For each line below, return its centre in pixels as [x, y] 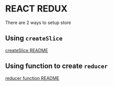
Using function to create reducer [56, 66]
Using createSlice [34, 38]
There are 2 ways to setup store [38, 22]
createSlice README [27, 50]
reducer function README [32, 78]
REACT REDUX [36, 9]
